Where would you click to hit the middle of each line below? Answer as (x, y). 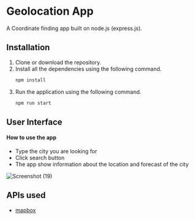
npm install (30, 80)
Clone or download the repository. (58, 62)
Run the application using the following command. (78, 92)
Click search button (40, 158)
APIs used (26, 195)
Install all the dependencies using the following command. (88, 69)
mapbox (25, 210)
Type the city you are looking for (56, 151)
